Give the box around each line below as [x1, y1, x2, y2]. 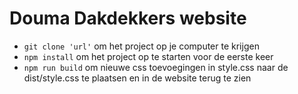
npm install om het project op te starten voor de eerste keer [23, 50, 274, 62]
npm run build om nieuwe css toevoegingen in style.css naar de [23, 61, 289, 73]
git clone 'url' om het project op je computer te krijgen [23, 40, 260, 52]
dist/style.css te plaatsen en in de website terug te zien [23, 72, 252, 84]
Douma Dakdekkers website [9, 7, 247, 30]
